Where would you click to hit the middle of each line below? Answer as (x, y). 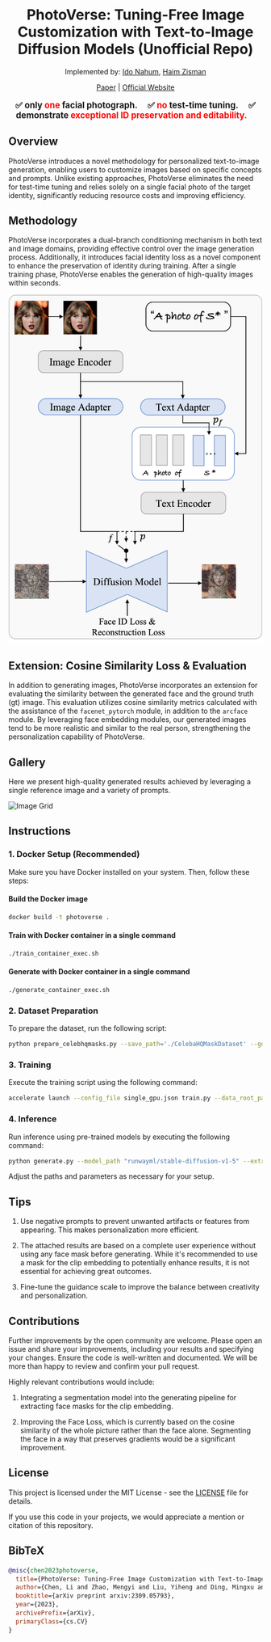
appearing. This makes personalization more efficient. (110, 1230)
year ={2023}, (38, 1605)
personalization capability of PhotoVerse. (77, 737)
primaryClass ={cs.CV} (52, 1621)
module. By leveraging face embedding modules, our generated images (127, 720)
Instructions (40, 832)
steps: (19, 880)
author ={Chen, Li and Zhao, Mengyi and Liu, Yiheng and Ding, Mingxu (135, 1587)
